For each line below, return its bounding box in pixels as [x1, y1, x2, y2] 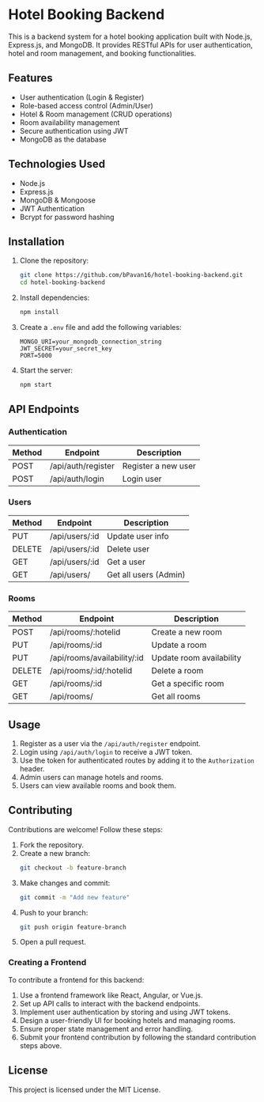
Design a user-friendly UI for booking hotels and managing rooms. [19, 1015, 236, 1025]
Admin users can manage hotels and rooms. [19, 772, 164, 782]
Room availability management [19, 117, 120, 127]
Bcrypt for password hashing [19, 212, 115, 222]
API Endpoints [8, 403, 80, 416]
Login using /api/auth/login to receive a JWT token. [19, 747, 192, 756]
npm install [19, 309, 59, 316]
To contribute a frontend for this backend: [8, 975, 145, 984]
